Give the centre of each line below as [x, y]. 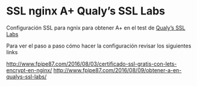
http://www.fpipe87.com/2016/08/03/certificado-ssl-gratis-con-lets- [92, 64]
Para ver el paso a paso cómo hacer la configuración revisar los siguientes [99, 46]
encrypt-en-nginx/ [29, 70]
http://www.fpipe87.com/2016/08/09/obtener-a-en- [117, 70]
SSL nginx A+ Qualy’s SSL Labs [86, 11]
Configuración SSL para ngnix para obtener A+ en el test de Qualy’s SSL [96, 28]
